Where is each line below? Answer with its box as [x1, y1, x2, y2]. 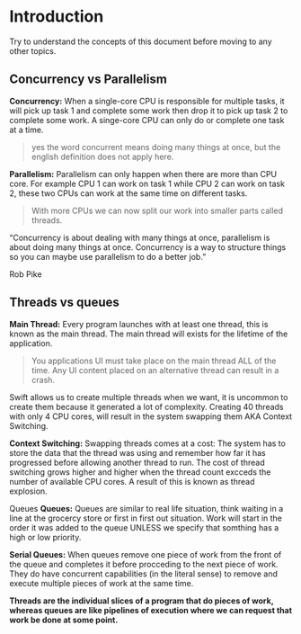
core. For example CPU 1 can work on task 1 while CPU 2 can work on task [9, 178, 286, 189]
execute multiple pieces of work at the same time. [9, 577, 194, 588]
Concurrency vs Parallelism [9, 72, 168, 87]
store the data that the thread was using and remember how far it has [9, 447, 267, 458]
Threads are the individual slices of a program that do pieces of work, [9, 595, 274, 606]
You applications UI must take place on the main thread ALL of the [31, 355, 277, 366]
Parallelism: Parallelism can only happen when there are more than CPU [9, 168, 278, 179]
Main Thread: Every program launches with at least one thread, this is [9, 318, 269, 329]
